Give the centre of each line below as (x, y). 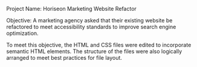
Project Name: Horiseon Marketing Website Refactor (72, 9)
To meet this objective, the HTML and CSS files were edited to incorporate (99, 45)
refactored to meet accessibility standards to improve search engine (91, 27)
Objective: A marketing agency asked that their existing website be (89, 20)
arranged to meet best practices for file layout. (64, 58)
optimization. (22, 33)
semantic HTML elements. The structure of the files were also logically (94, 51)
